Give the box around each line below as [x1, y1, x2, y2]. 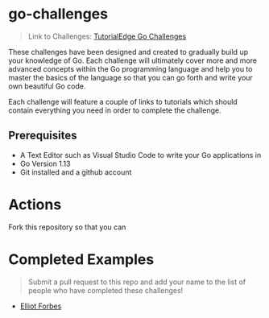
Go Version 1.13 [19, 159, 71, 168]
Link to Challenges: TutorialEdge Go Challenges [27, 31, 187, 41]
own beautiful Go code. [8, 81, 86, 91]
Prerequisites [8, 129, 77, 142]
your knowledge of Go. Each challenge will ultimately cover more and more [8, 56, 258, 65]
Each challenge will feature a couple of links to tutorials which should [8, 97, 238, 106]
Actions [8, 195, 62, 213]
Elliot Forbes [19, 301, 62, 311]
